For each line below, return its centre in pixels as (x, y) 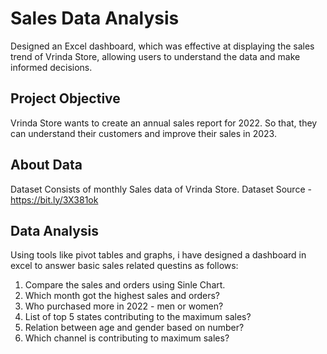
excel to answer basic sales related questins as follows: (124, 266)
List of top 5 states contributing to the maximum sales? (138, 317)
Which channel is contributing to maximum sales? (127, 338)
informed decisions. (51, 67)
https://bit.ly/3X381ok (54, 199)
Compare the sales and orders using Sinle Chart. (125, 285)
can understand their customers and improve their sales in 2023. (143, 133)
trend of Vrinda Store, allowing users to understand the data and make (155, 56)
